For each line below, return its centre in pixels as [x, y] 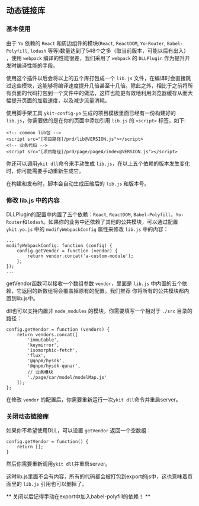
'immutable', [44, 340]
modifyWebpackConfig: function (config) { [59, 245]
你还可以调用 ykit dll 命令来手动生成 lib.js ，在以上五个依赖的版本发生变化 [98, 163]
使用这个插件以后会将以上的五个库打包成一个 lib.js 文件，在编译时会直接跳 [99, 78]
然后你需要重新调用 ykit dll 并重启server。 [58, 464]
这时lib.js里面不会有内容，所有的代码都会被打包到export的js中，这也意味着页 [99, 476]
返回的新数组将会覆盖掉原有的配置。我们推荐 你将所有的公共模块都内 [105, 290]
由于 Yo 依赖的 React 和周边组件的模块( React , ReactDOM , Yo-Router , [86, 43]
